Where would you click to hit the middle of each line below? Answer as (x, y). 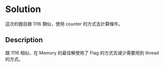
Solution (23, 9)
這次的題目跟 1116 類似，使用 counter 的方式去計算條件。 (64, 24)
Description (24, 40)
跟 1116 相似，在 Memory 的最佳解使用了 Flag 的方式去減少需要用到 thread (82, 53)
